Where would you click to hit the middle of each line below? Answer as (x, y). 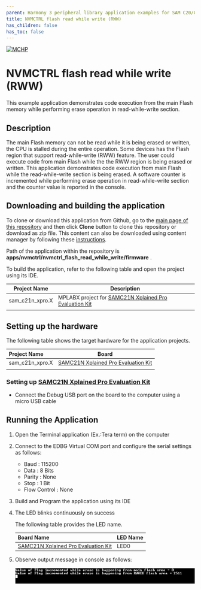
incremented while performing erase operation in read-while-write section (98, 181)
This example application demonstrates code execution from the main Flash (100, 103)
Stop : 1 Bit (37, 483)
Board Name (33, 538)
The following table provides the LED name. (68, 524)
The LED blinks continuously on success (65, 513)
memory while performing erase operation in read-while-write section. (93, 109)
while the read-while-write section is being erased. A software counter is (96, 174)
